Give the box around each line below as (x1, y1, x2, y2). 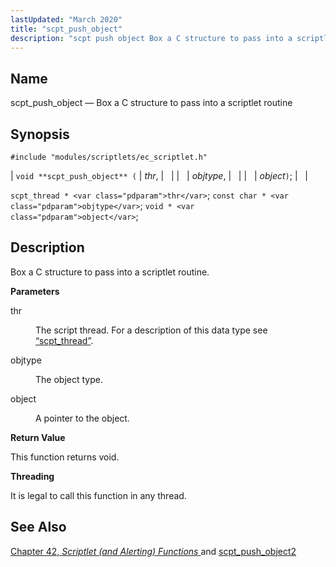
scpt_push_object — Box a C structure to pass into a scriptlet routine (10, 97, 293, 109)
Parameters (10, 285, 60, 297)
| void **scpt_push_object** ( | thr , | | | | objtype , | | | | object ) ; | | (10, 170, 309, 181)
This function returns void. (10, 451, 120, 463)
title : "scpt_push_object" (10, 24, 123, 34)
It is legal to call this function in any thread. (10, 489, 187, 501)
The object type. (35, 373, 103, 385)
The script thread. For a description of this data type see (35, 324, 268, 336)
